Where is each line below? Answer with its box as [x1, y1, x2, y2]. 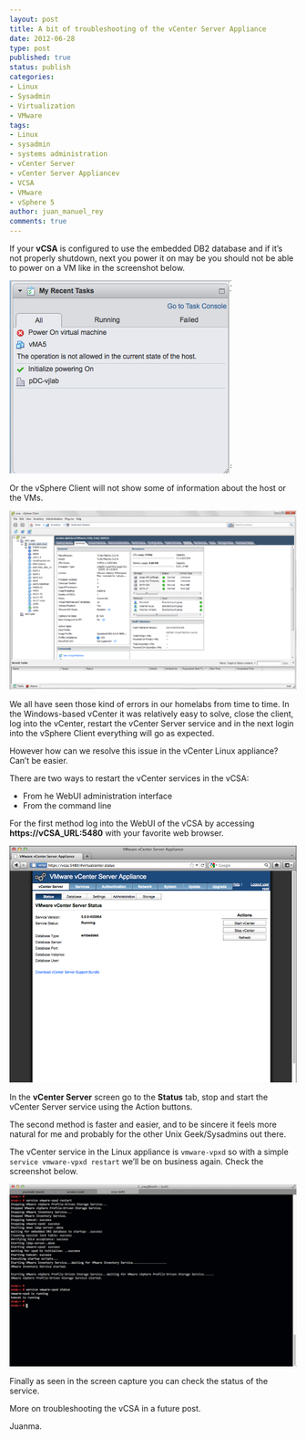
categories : [9, 73, 55, 82]
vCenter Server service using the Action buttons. [9, 1101, 193, 1112]
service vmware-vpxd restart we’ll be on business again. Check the [9, 1156, 264, 1167]
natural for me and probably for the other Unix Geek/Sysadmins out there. [9, 1129, 287, 1140]
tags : [9, 120, 30, 130]
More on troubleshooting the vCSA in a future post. [9, 1403, 201, 1413]
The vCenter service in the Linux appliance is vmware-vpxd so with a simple [9, 1146, 289, 1158]
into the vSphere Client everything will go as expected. [9, 727, 215, 738]
